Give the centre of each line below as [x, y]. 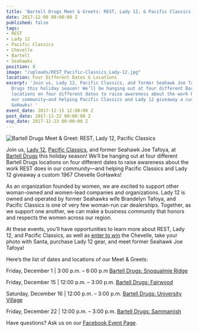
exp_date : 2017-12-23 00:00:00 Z [47, 122]
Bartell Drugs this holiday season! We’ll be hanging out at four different [92, 156]
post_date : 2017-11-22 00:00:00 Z [49, 116]
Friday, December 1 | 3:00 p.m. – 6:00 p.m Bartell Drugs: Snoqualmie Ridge [97, 271]
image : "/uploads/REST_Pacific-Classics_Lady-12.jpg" [74, 72]
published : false [27, 22]
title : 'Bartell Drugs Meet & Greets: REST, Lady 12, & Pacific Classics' [100, 12]
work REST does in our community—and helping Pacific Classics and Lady [97, 168]
